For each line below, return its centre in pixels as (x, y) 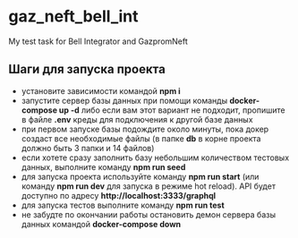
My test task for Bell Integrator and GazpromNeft (98, 41)
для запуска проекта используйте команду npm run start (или (140, 176)
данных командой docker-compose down (101, 224)
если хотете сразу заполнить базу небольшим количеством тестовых (155, 157)
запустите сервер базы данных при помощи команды (124, 100)
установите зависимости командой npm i (101, 90)
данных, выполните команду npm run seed (103, 166)
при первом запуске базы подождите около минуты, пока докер (145, 129)
